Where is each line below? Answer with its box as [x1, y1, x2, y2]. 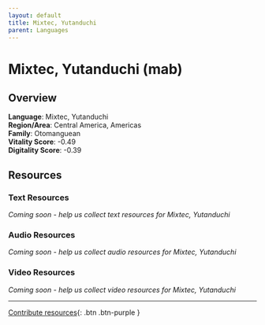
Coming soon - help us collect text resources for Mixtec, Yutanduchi [8, 210, 230, 220]
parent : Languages [8, 26, 69, 34]
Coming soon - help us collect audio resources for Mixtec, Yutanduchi [8, 247, 237, 257]
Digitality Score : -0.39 [8, 146, 82, 155]
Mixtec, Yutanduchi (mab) [8, 60, 183, 78]
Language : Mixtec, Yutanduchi [8, 112, 109, 122]
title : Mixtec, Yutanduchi [8, 19, 97, 27]
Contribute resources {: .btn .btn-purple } [8, 308, 140, 317]
